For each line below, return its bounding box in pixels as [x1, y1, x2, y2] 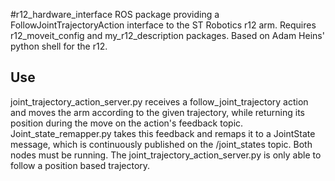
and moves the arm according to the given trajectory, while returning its [10, 106, 306, 118]
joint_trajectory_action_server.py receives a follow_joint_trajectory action [10, 95, 309, 108]
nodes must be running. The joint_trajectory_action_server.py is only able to [10, 149, 322, 161]
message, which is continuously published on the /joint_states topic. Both [10, 138, 313, 150]
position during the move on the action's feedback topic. [10, 117, 244, 129]
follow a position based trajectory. [10, 159, 151, 171]
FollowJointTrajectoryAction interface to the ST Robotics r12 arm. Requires [10, 19, 317, 31]
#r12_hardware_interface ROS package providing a [10, 9, 220, 20]
